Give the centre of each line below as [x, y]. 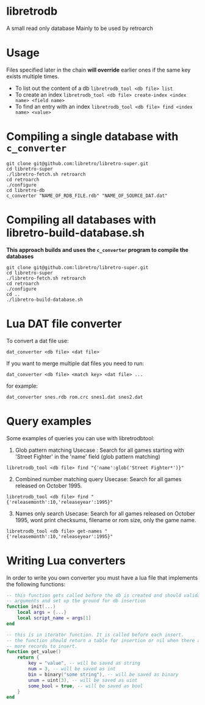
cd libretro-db [26, 190]
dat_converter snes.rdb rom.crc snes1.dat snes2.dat [75, 397]
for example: [22, 386]
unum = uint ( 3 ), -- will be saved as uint [83, 680]
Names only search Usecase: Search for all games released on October [105, 513]
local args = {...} [42, 613]
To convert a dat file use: [38, 341]
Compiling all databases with [81, 220]
